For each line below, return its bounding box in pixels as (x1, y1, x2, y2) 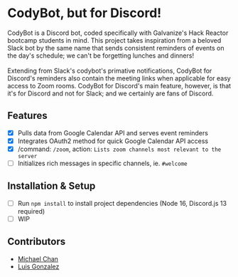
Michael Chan (17, 254, 59, 263)
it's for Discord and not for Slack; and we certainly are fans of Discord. (7, 89, 214, 98)
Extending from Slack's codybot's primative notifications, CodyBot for (7, 66, 212, 75)
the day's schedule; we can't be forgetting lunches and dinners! (7, 51, 194, 60)
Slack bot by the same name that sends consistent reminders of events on (7, 43, 225, 52)
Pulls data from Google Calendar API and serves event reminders (17, 128, 208, 137)
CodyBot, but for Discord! (7, 5, 162, 21)
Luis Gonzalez (17, 262, 60, 271)
